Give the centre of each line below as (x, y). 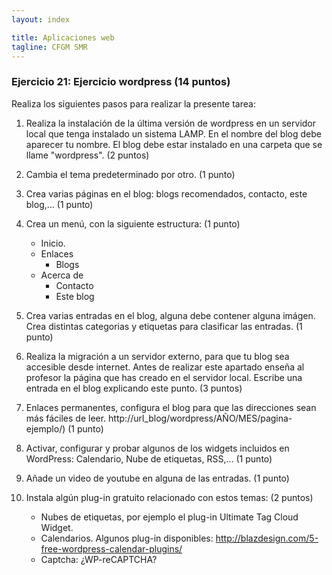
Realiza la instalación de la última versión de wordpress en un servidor (171, 123)
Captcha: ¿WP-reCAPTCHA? (99, 559)
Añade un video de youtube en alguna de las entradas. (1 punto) (157, 478)
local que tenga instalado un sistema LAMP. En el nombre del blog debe (173, 133)
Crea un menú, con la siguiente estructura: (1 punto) (133, 223)
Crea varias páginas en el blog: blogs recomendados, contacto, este (166, 193)
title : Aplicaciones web (63, 37)
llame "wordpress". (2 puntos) (87, 155)
